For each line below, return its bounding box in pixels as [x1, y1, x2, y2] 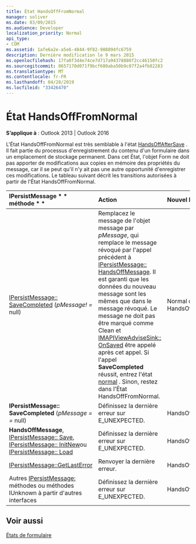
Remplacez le [98, 209, 135, 217]
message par [98, 224, 134, 232]
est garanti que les [98, 275, 149, 283]
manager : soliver [6, 14, 48, 20]
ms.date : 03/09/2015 [6, 19, 57, 25]
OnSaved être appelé [98, 341, 156, 349]
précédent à [98, 253, 132, 261]
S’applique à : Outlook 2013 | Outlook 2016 [6, 129, 110, 136]
